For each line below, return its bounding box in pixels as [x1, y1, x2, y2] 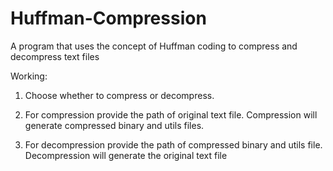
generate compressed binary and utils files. [24, 119, 205, 131]
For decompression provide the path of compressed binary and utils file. [24, 138, 323, 151]
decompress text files [10, 50, 100, 62]
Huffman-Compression [10, 7, 207, 30]
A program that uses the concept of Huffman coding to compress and [10, 40, 298, 52]
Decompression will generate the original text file [24, 149, 228, 161]
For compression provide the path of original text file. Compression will [24, 108, 318, 121]
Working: [10, 70, 48, 82]
